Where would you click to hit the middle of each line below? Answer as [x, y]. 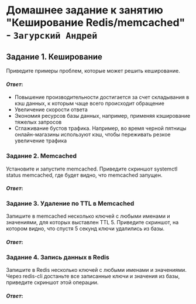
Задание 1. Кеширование [54, 57]
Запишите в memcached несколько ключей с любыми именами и [88, 216]
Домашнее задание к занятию [85, 10]
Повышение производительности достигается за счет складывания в [102, 97]
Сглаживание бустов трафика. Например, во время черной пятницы [100, 128]
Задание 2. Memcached [42, 156]
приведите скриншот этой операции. [52, 282]
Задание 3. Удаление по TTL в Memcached [70, 204]
